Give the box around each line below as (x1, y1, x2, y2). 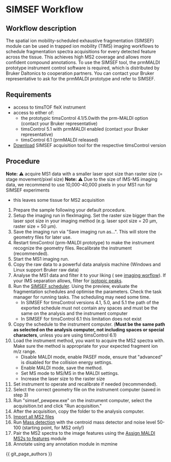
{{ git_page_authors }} (6, 451, 53, 457)
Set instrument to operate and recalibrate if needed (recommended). (13, 381, 158, 387)
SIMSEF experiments (6, 187, 50, 193)
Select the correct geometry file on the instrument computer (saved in (13, 386, 161, 392)
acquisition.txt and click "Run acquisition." (13, 403, 102, 409)
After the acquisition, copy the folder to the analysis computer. (13, 408, 145, 414)
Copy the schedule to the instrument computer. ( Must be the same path (13, 321, 165, 327)
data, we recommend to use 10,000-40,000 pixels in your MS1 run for (6, 181, 152, 187)
